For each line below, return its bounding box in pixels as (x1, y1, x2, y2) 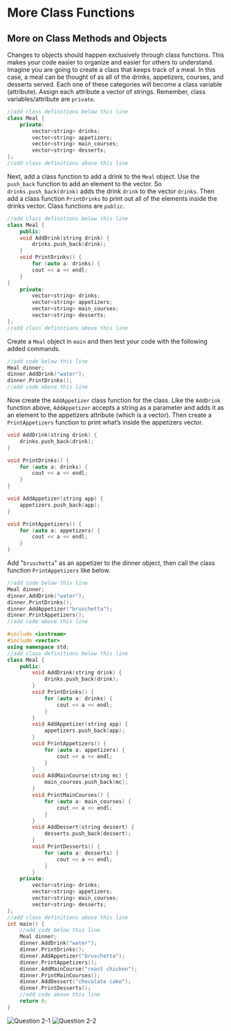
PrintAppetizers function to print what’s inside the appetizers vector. (7, 418, 204, 427)
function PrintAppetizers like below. (7, 566, 111, 574)
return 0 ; (19, 998, 48, 1005)
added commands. (7, 344, 61, 352)
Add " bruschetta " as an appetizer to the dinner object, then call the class (7, 559, 216, 567)
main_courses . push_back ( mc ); (44, 779, 129, 786)
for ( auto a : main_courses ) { (44, 798, 131, 805)
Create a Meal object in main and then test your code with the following (7, 337, 207, 346)
